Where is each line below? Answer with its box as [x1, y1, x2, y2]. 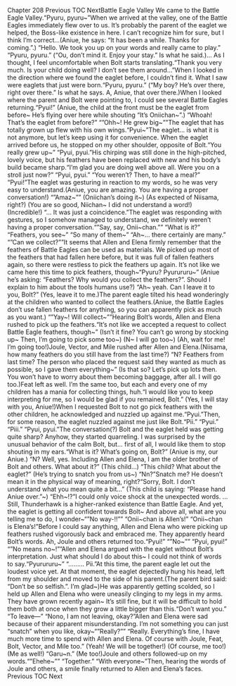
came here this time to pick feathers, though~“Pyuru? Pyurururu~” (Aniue [7, 268, 220, 276]
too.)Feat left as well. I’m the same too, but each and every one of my [7, 380, 208, 388]
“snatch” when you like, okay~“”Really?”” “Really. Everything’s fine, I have [7, 627, 220, 635]
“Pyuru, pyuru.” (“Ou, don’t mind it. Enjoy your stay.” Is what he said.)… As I [7, 51, 225, 59]
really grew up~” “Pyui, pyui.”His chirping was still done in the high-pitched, [7, 148, 227, 156]
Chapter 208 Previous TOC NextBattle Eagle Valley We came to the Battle [7, 6, 220, 14]
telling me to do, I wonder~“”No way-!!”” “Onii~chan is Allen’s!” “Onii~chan [7, 515, 223, 523]
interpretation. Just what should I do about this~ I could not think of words [7, 552, 222, 561]
